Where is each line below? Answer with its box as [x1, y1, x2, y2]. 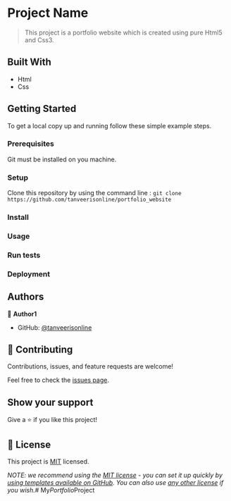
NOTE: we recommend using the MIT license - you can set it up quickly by [7, 471, 223, 480]
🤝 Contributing [7, 344, 73, 356]
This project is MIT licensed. [7, 457, 89, 466]
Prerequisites [7, 139, 54, 149]
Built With [7, 56, 51, 68]
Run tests [7, 250, 41, 260]
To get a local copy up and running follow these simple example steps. [7, 121, 212, 130]
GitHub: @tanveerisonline [17, 323, 92, 332]
